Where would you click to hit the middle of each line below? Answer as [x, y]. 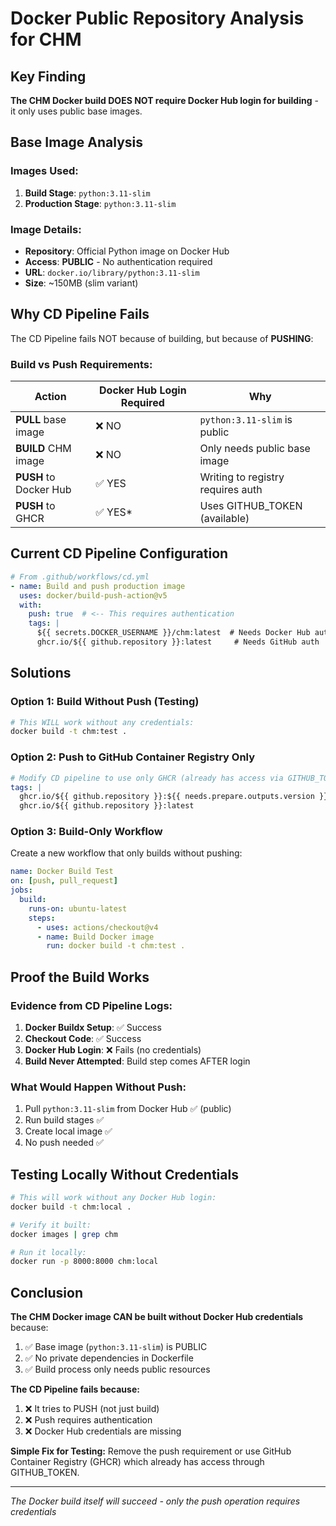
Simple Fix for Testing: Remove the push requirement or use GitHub [151, 1451]
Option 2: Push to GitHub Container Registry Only [133, 757]
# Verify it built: [51, 1225]
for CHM [46, 39]
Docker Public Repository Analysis [157, 18]
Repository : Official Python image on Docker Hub [127, 251]
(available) [224, 519]
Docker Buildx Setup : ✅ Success [93, 1027]
